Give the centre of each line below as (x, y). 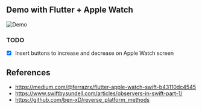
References (28, 73)
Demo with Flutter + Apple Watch (70, 10)
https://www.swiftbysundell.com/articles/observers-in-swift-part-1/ (99, 93)
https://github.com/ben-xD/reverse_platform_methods (82, 99)
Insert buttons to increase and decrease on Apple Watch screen (94, 53)
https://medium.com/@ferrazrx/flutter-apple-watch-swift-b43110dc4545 (106, 87)
